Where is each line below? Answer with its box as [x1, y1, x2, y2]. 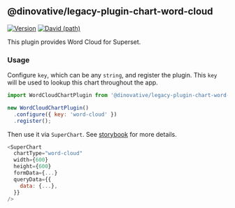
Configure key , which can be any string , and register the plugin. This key [7, 71, 218, 80]
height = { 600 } [13, 163, 52, 170]
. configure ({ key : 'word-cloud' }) [13, 111, 117, 118]
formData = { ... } [13, 170, 58, 177]
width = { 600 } [13, 156, 49, 163]
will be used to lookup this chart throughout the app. [7, 78, 159, 87]
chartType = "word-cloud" [13, 150, 83, 157]
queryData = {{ [13, 176, 52, 183]
